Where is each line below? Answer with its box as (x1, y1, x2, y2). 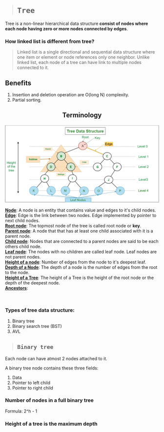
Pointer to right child (12, 385, 54, 390)
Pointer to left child (12, 380, 50, 386)
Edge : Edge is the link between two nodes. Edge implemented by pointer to (5, 213, 157, 218)
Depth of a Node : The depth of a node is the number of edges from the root (5, 264, 158, 270)
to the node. (5, 270, 30, 276)
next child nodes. (5, 217, 40, 224)
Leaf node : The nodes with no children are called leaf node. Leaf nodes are (5, 249, 157, 255)
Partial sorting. (12, 97, 42, 103)
